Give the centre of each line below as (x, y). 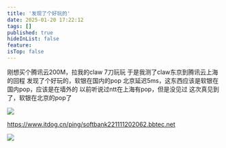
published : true (30, 33)
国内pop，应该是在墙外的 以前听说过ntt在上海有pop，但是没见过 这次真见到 (113, 89)
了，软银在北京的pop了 (40, 97)
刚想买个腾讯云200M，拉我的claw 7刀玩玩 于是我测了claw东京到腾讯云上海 (113, 72)
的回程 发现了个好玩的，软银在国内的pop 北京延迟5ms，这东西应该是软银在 (113, 80)
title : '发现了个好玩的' (39, 13)
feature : (19, 45)
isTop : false (26, 52)
